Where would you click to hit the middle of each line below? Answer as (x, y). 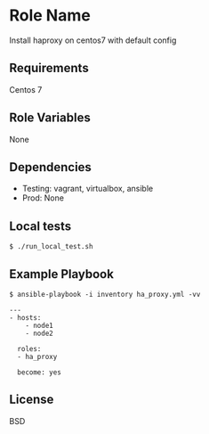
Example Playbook (61, 274)
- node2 (39, 333)
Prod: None (43, 198)
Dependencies (50, 167)
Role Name (50, 16)
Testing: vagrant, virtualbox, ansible (88, 189)
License (32, 400)
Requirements (49, 68)
